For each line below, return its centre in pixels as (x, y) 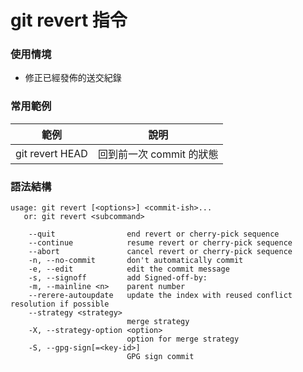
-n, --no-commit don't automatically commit (136, 261)
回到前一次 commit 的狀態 (158, 154)
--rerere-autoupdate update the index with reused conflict (160, 296)
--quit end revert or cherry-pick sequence (154, 234)
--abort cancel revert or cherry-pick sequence (160, 252)
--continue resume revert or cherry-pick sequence (160, 243)
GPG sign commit (160, 357)
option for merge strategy (183, 339)
